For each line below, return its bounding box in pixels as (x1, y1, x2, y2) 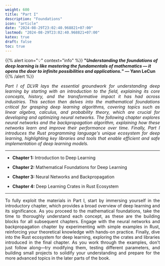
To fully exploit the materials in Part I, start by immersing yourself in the (5, 198, 160, 203)
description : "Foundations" (5, 16, 63, 21)
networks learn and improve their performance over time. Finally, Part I (5, 125, 160, 131)
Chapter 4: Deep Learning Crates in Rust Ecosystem (12, 183, 119, 189)
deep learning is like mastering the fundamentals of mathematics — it (5, 63, 151, 69)
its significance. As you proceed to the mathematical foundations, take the (5, 208, 160, 214)
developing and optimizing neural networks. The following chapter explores (5, 114, 160, 120)
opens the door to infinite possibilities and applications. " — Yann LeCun (5, 68, 156, 74)
